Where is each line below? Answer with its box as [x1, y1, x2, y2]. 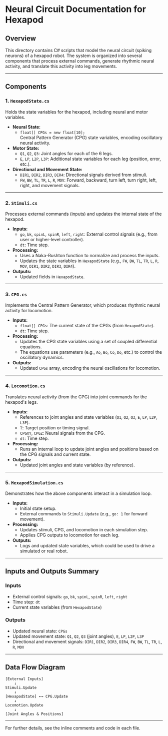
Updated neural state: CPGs [12, 628, 67, 634]
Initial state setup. [19, 505, 56, 511]
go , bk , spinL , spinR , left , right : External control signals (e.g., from [19, 231, 157, 237]
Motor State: [12, 145, 39, 151]
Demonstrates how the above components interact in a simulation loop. [5, 490, 152, 496]
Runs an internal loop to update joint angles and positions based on [19, 446, 159, 452]
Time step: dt [12, 599, 40, 605]
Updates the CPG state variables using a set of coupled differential [19, 339, 157, 345]
